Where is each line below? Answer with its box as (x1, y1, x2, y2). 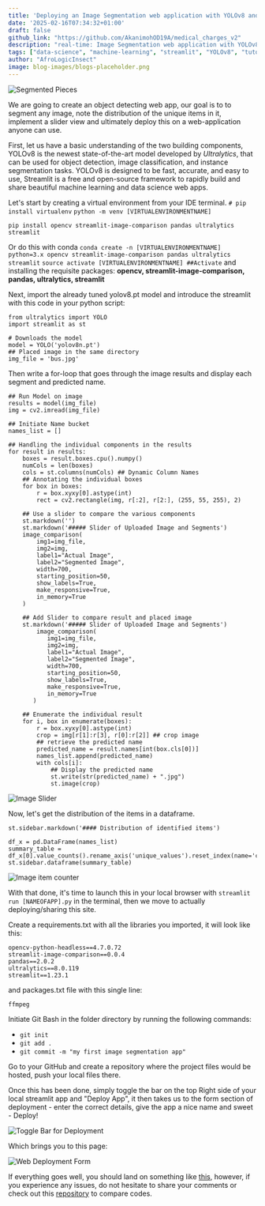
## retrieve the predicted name (36, 738, 144, 746)
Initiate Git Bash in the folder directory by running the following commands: (8, 1014, 252, 1023)
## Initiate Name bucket (8, 420, 90, 428)
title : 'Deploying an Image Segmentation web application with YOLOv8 (8, 11, 245, 20)
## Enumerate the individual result (22, 710, 144, 718)
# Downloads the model (8, 334, 83, 342)
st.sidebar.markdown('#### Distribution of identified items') (8, 823, 221, 832)
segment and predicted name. (8, 377, 106, 386)
